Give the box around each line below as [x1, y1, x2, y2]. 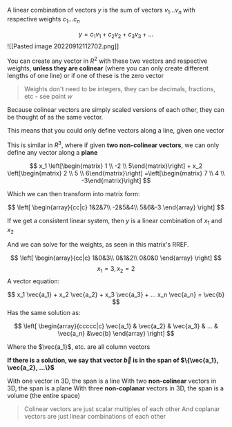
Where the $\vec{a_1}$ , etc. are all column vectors [7, 343, 151, 351]
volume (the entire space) [7, 392, 81, 400]
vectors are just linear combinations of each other [23, 412, 166, 421]
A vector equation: [7, 277, 60, 285]
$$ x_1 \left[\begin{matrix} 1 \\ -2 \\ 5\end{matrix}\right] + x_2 [29, 162, 203, 170]
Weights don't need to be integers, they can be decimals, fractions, [23, 85, 216, 93]
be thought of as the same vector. [7, 113, 104, 122]
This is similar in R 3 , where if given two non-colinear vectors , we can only [7, 140, 220, 149]
